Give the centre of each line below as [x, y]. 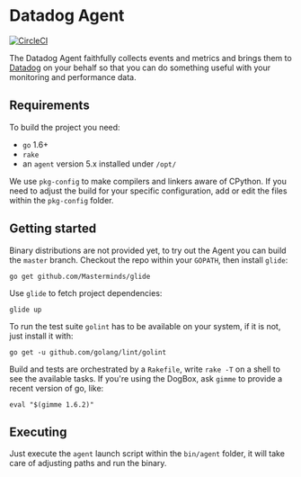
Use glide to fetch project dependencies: [86, 292]
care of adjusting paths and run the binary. [88, 463]
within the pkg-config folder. [62, 200]
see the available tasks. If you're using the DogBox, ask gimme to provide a [146, 378]
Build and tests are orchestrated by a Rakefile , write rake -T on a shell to [145, 369]
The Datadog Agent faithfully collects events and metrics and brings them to [150, 58]
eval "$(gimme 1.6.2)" [52, 405]
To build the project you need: [65, 127]
